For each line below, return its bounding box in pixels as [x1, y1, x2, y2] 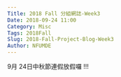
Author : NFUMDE [7, 42, 52, 49]
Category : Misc [7, 23, 52, 30]
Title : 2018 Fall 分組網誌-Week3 [7, 10, 101, 17]
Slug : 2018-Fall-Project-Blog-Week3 [7, 36, 114, 43]
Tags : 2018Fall [7, 29, 52, 37]
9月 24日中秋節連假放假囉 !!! [7, 62, 89, 70]
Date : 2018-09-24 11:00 [7, 17, 77, 24]
